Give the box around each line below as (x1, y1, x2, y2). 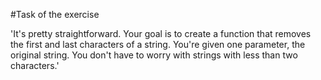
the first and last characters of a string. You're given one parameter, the (10, 39, 306, 50)
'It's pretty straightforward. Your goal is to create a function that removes (10, 28, 312, 39)
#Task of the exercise (10, 9, 100, 20)
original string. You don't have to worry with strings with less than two (10, 49, 298, 61)
